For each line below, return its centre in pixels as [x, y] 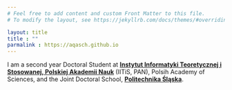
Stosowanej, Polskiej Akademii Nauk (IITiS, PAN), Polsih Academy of [106, 72]
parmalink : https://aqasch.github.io [63, 45]
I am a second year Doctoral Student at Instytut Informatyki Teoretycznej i [115, 65]
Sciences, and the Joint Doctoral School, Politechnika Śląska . [96, 79]
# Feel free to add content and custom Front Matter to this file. [106, 13]
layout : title [28, 32]
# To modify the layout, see [49, 20]
